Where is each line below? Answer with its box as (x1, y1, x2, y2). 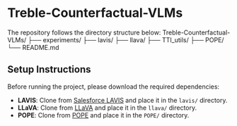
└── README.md (7, 43, 59, 51)
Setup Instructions (7, 63, 91, 75)
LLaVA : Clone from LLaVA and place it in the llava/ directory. (17, 103, 197, 112)
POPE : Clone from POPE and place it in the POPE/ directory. (17, 111, 190, 119)
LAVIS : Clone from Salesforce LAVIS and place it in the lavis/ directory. (17, 96, 228, 104)
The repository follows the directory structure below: (7, 28, 161, 37)
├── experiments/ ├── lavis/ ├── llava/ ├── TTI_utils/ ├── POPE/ (28, 35, 224, 44)
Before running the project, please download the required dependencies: (7, 82, 220, 91)
